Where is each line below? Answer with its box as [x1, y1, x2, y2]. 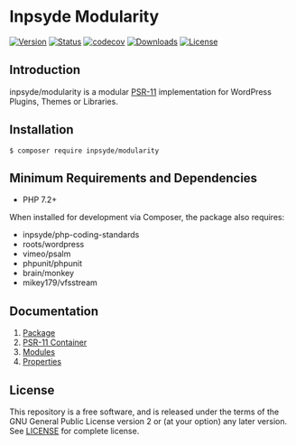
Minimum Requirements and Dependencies [9, 170, 258, 186]
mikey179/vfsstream [22, 277, 97, 288]
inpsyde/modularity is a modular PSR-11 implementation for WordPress [9, 86, 273, 97]
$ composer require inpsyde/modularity [9, 146, 160, 155]
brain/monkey [22, 268, 75, 279]
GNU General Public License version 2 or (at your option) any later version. [9, 416, 287, 426]
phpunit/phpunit [22, 258, 83, 269]
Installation [9, 122, 74, 137]
